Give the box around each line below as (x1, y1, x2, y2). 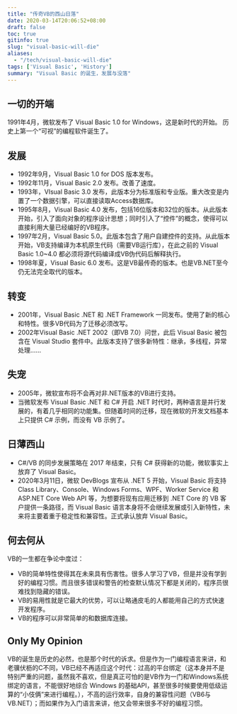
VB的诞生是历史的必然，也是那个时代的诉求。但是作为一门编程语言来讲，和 (7, 654, 226, 664)
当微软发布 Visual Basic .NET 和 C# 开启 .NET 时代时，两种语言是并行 (17, 397, 221, 406)
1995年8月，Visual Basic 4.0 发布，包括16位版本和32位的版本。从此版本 (17, 205, 229, 214)
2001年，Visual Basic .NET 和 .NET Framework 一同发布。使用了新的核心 (17, 310, 231, 319)
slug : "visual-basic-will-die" (7, 43, 100, 50)
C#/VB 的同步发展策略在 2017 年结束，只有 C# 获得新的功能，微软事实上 (17, 458, 229, 467)
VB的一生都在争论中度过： (7, 554, 84, 563)
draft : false (7, 23, 46, 31)
